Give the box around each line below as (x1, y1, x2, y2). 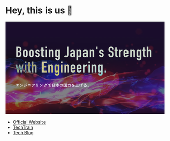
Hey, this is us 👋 (5, 5, 73, 16)
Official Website (12, 119, 46, 125)
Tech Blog (12, 129, 34, 135)
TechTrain (12, 124, 34, 130)
